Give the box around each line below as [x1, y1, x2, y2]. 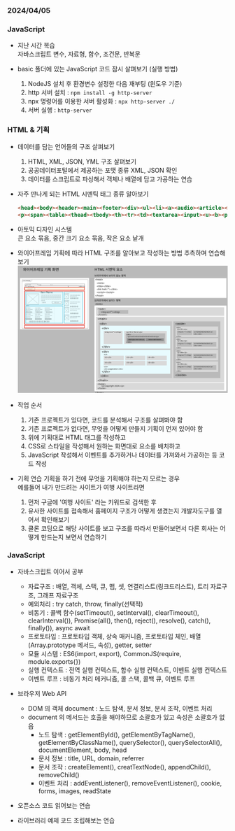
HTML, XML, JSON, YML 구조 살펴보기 [27, 157, 137, 166]
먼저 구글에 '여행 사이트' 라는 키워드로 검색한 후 [27, 497, 157, 506]
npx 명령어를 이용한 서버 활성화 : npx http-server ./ [27, 97, 175, 106]
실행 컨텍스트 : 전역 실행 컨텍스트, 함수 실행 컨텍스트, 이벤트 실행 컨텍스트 [27, 665, 227, 674]
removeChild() [38, 770, 80, 779]
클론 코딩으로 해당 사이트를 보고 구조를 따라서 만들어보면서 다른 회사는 [27, 524, 219, 532]
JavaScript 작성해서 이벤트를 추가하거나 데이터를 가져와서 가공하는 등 [27, 450, 218, 459]
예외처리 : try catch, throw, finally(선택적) [27, 599, 143, 608]
